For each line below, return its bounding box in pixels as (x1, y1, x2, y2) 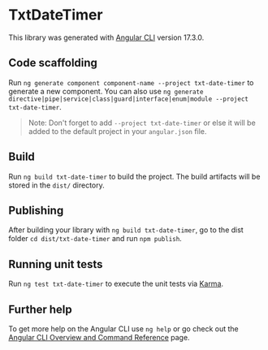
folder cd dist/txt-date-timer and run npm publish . (8, 234, 183, 244)
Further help (8, 302, 73, 316)
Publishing (8, 203, 64, 217)
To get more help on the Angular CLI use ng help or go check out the (8, 324, 239, 334)
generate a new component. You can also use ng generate (8, 86, 204, 96)
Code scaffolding (8, 56, 97, 70)
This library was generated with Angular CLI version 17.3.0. (8, 32, 205, 42)
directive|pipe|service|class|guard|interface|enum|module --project (8, 95, 249, 103)
